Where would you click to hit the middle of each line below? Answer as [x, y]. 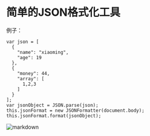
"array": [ [31, 79]
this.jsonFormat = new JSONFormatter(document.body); [76, 110]
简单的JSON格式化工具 [64, 12]
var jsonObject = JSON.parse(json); [52, 105]
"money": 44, [34, 73]
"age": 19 [30, 57]
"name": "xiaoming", [43, 52]
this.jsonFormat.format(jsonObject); [54, 115]
